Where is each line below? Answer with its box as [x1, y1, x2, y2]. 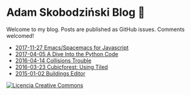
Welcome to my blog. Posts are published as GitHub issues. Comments [6, 26, 185, 33]
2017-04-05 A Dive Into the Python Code [15, 50, 118, 57]
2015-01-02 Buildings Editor [15, 69, 85, 77]
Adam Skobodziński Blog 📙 [6, 5, 145, 19]
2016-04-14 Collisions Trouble [15, 57, 92, 64]
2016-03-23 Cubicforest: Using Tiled [15, 63, 108, 71]
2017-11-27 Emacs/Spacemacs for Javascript [15, 44, 129, 51]
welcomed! [6, 32, 35, 39]
